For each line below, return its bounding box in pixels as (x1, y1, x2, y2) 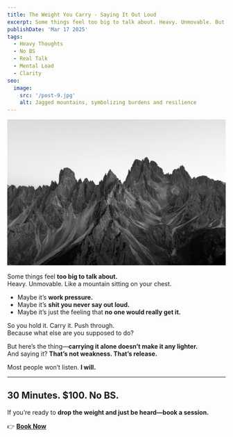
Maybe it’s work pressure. (17, 292, 94, 302)
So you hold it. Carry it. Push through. (7, 321, 115, 329)
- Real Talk (13, 56, 49, 63)
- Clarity (13, 69, 42, 76)
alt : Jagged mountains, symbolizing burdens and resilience (19, 99, 197, 106)
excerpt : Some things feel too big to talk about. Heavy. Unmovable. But (7, 18, 225, 26)
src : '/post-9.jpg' (19, 92, 76, 99)
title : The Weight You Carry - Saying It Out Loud (7, 11, 157, 18)
